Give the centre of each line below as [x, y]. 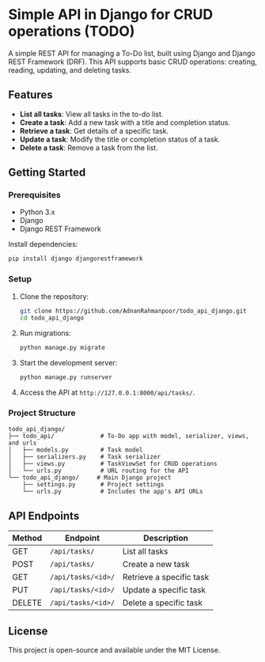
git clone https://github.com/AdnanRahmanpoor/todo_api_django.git [133, 311]
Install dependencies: [43, 244]
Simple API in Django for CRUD [111, 15]
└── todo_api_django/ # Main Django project [90, 478]
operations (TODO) [72, 31]
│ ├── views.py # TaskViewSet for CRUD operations [113, 464]
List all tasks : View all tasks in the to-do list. [91, 114]
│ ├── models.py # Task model [76, 450]
